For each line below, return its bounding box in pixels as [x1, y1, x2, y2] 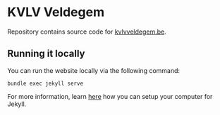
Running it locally [7, 48, 85, 60]
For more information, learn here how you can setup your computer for [7, 92, 213, 100]
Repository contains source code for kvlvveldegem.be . [7, 27, 167, 36]
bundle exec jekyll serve [7, 80, 83, 87]
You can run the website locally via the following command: [7, 66, 181, 74]
